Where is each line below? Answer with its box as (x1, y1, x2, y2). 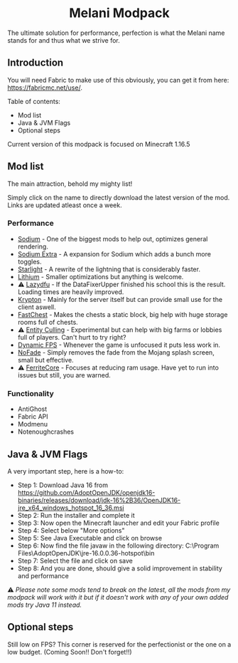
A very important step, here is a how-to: (7, 466, 124, 475)
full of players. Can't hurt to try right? (17, 333, 126, 341)
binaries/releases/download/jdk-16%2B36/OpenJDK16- (17, 496, 181, 504)
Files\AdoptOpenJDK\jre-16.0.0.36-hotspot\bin (17, 548, 155, 557)
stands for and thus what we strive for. (7, 36, 121, 44)
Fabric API (17, 412, 48, 421)
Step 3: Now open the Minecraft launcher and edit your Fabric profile (17, 518, 220, 527)
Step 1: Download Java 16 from (17, 481, 109, 489)
